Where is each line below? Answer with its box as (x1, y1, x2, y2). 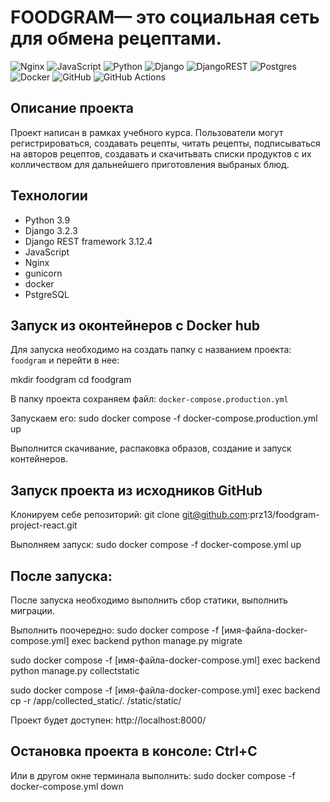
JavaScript (24, 246, 70, 258)
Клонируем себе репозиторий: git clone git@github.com (10, 509, 248, 521)
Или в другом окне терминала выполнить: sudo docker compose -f (10, 769, 296, 781)
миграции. (10, 605, 55, 616)
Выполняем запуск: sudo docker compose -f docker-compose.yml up (10, 539, 302, 551)
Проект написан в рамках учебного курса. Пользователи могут (10, 126, 284, 138)
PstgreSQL (24, 288, 70, 300)
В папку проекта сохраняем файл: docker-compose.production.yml (10, 393, 289, 405)
